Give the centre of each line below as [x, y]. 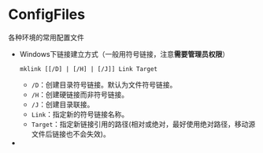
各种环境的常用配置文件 [46, 37]
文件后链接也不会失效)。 [70, 134]
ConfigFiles [46, 15]
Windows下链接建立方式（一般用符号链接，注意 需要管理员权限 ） [124, 54]
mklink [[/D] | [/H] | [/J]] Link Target [88, 69]
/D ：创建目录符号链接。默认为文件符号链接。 [104, 84]
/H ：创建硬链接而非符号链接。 [80, 94]
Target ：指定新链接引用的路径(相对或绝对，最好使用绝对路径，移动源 [143, 124]
